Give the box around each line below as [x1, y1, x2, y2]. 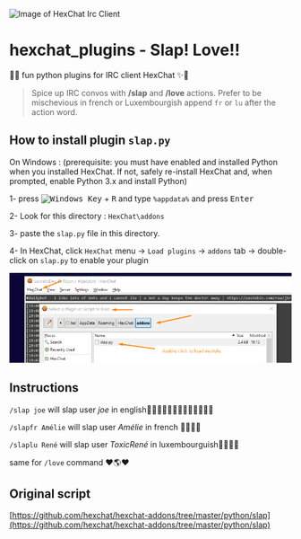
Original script [9, 486, 91, 501]
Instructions [9, 380, 79, 395]
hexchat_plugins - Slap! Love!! [9, 40, 240, 60]
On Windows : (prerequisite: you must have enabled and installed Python [9, 156, 278, 167]
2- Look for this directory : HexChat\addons [9, 210, 165, 221]
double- [257, 245, 288, 256]
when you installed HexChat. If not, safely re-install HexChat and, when [9, 166, 273, 177]
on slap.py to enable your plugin [28, 254, 150, 265]
